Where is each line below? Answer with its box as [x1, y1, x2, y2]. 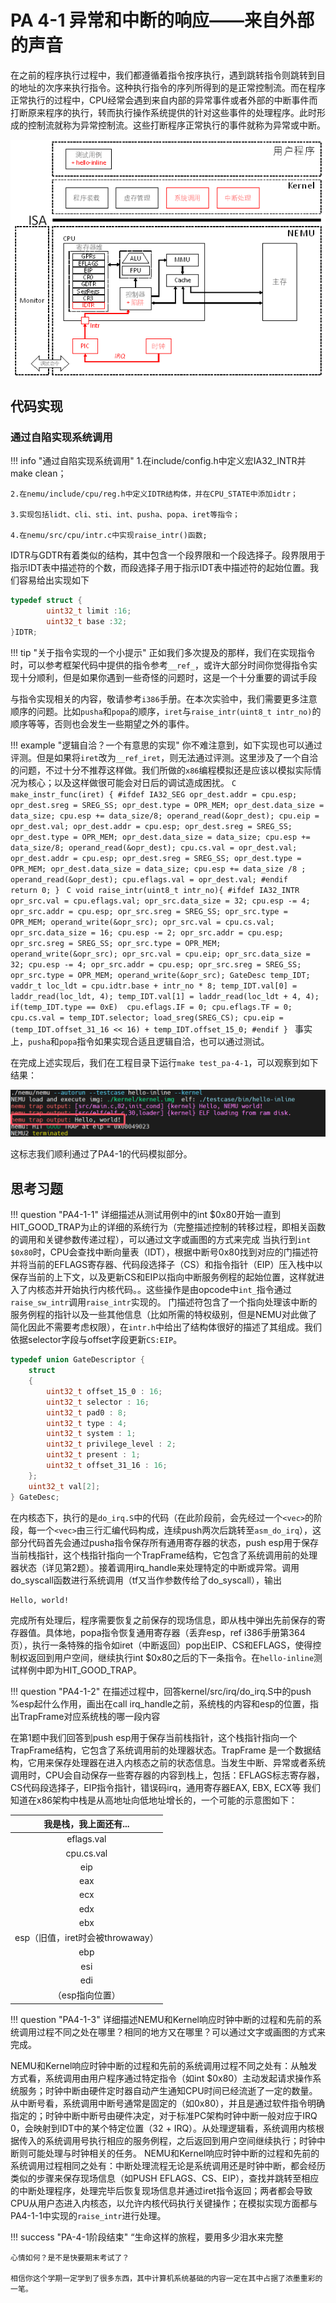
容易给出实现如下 [18, 574, 90, 586]
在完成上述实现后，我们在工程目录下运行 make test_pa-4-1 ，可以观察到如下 [10, 1056, 319, 1068]
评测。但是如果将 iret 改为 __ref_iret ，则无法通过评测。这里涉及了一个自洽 [10, 751, 319, 763]
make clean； [10, 467, 67, 480]
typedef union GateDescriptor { [10, 1355, 145, 1365]
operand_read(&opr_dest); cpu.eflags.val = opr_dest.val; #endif [10, 874, 288, 885]
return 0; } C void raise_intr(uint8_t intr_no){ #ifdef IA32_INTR [10, 885, 300, 895]
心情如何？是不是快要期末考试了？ [10, 2252, 130, 2263]
